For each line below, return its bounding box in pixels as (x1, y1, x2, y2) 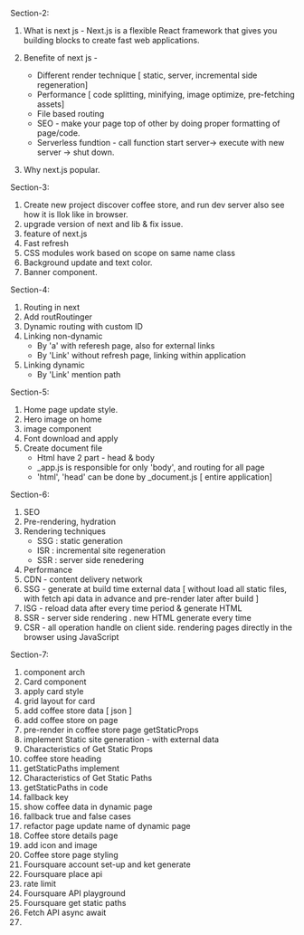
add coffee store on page (23, 715, 119, 725)
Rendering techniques (23, 526, 107, 537)
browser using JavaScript (23, 632, 119, 642)
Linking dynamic (23, 359, 85, 370)
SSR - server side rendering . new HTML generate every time (23, 613, 252, 623)
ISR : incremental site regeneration (36, 545, 166, 556)
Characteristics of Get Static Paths (23, 773, 153, 783)
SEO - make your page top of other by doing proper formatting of (36, 118, 280, 129)
